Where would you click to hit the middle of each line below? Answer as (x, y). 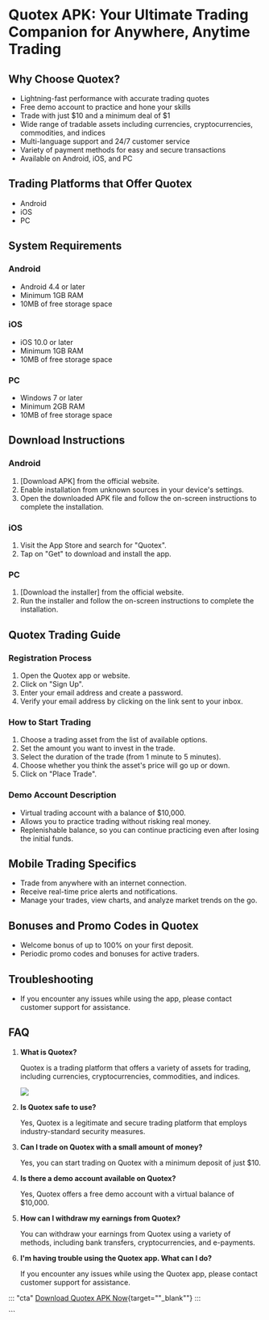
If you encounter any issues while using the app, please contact (126, 998)
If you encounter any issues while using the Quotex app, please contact (139, 1273)
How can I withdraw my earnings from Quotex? (100, 1218)
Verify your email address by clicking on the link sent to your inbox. (131, 701)
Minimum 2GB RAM (52, 406)
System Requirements (65, 246)
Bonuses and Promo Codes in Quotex (103, 925)
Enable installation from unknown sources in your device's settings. (132, 490)
